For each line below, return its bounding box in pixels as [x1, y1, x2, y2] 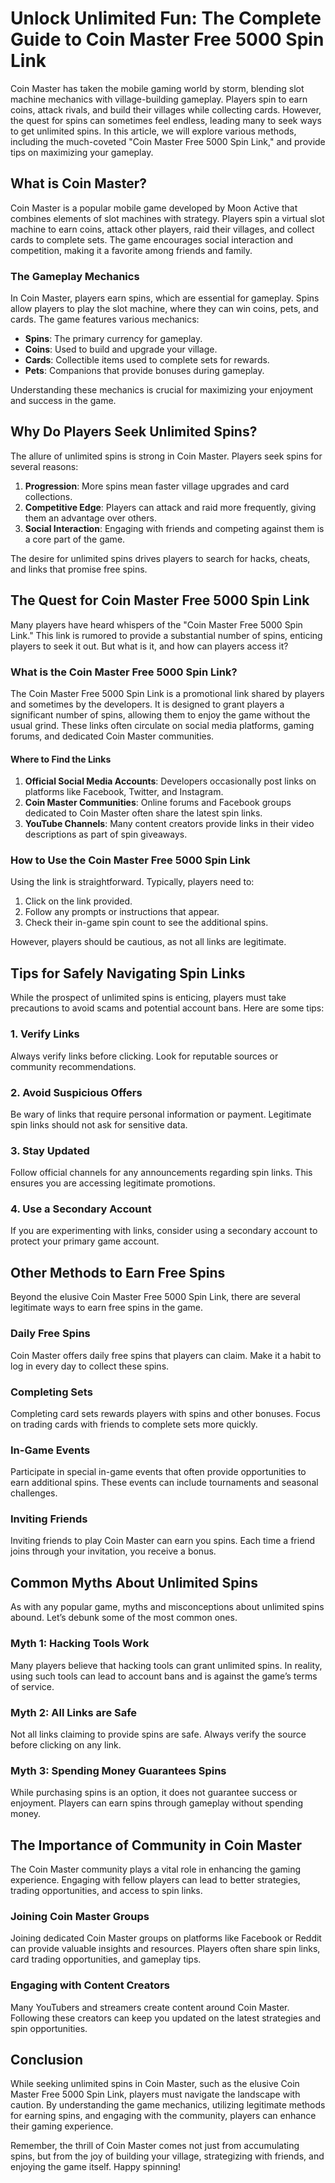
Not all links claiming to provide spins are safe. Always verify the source [10, 1728, 307, 1740]
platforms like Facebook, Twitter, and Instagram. [24, 786, 224, 798]
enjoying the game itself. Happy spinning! [10, 2161, 182, 2173]
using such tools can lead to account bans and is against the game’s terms [10, 1670, 318, 1682]
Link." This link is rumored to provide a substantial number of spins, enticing [10, 629, 323, 641]
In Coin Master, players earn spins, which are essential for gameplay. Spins [10, 292, 320, 304]
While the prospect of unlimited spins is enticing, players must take [10, 992, 287, 1004]
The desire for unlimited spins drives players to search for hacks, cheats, [10, 552, 311, 564]
